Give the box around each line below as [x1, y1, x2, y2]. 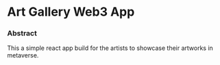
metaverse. [7, 51, 39, 60]
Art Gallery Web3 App [7, 4, 135, 20]
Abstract [7, 29, 38, 38]
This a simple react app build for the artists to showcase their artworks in [7, 44, 214, 52]
